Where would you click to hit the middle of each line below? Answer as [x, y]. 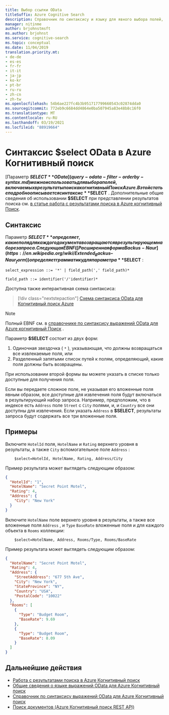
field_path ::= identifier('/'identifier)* [52, 279]
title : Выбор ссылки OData [34, 10]
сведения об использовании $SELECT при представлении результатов [82, 198]
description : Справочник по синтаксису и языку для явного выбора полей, [84, 19]
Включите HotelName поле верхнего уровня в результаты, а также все [80, 520]
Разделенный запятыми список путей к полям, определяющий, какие [88, 359]
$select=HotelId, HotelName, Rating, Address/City [69, 458]
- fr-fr [13, 66]
